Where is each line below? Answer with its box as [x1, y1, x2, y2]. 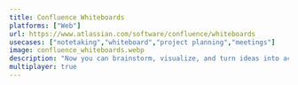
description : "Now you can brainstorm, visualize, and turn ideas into [9, 54, 279, 63]
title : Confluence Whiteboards [9, 12, 125, 22]
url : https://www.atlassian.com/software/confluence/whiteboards [9, 29, 255, 38]
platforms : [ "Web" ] [9, 21, 82, 30]
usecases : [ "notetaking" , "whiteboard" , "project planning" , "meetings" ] [9, 37, 276, 47]
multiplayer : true [9, 63, 77, 72]
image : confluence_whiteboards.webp [9, 46, 145, 55]
